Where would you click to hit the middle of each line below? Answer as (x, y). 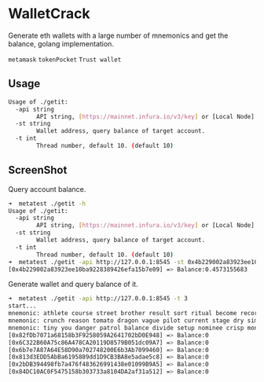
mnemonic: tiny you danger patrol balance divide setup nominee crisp (126, 328)
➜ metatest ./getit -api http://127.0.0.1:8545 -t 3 (98, 299)
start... (22, 306)
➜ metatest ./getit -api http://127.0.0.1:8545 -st (96, 262)
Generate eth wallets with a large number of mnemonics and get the (118, 35)
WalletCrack (49, 14)
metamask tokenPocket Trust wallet (65, 60)
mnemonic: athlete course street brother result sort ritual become (123, 314)
